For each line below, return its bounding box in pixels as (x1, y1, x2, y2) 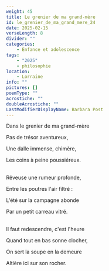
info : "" (6, 80, 28, 85)
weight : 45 (6, 8, 33, 15)
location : (6, 68, 30, 74)
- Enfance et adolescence (16, 47, 80, 53)
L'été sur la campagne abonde (6, 197, 80, 204)
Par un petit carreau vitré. (6, 208, 68, 215)
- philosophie (16, 63, 51, 69)
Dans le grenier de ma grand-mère (6, 122, 90, 129)
